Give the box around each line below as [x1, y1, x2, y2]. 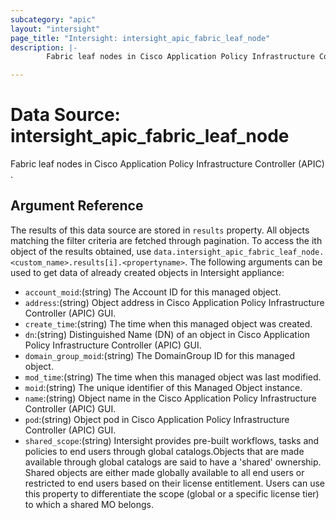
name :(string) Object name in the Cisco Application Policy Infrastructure [24, 392, 317, 404]
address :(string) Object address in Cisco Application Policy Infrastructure [24, 296, 325, 308]
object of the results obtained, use [10, 245, 152, 257]
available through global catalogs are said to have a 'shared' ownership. [24, 456, 322, 468]
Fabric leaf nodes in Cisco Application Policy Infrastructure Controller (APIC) [10, 158, 325, 170]
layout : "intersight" [10, 24, 101, 34]
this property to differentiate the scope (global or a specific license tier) [24, 487, 320, 500]
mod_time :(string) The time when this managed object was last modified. [24, 371, 322, 383]
